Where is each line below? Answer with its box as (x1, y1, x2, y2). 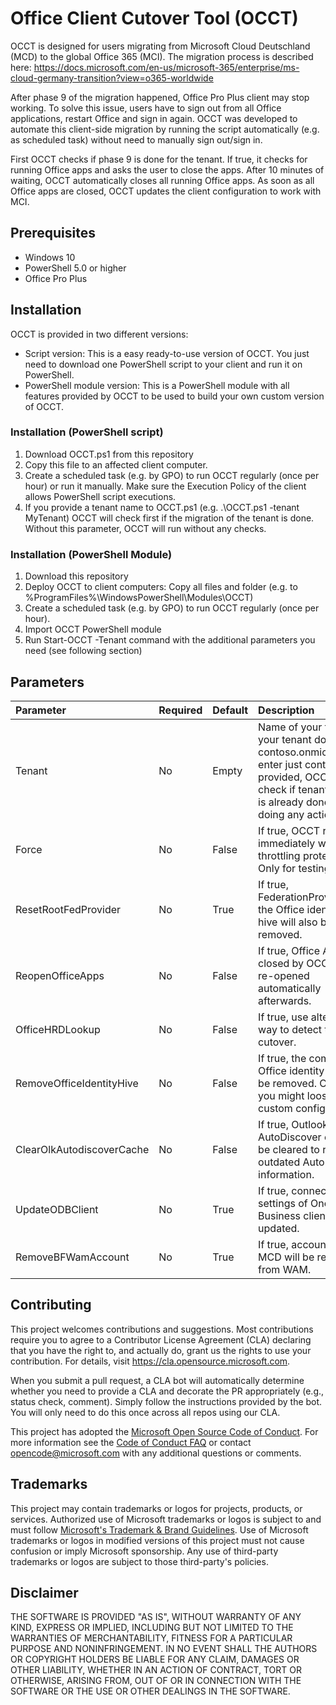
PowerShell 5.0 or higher (24, 262, 127, 274)
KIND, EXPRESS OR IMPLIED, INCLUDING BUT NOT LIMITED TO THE (10, 1622, 294, 1634)
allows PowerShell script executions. (24, 490, 177, 502)
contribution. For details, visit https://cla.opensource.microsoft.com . (10, 1355, 291, 1367)
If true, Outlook (258, 1117, 329, 1131)
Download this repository (24, 570, 129, 582)
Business (258, 1208, 302, 1222)
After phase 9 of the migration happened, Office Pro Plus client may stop (10, 91, 310, 103)
